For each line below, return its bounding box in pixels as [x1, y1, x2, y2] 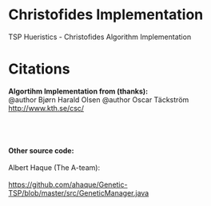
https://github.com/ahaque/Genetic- [8, 180, 128, 189]
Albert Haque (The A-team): [8, 162, 101, 172]
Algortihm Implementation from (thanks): [8, 86, 149, 96]
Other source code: [8, 145, 74, 155]
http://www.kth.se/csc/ [8, 103, 85, 113]
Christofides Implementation [8, 6, 204, 24]
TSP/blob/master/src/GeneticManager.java [8, 188, 149, 197]
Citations [8, 60, 70, 78]
